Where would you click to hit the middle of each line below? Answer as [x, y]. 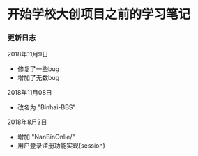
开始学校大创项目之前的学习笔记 [99, 14]
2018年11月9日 [28, 54]
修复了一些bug [38, 69]
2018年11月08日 [30, 93]
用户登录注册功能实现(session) [61, 146]
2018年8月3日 [27, 122]
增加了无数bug [38, 78]
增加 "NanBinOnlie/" [46, 137]
